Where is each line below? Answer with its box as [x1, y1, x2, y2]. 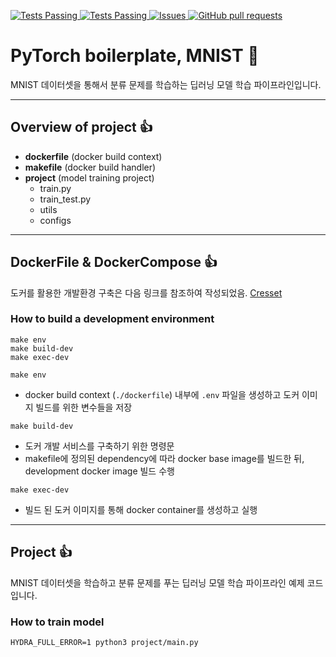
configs [39, 214, 72, 226]
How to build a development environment [10, 312, 215, 326]
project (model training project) [24, 171, 155, 184]
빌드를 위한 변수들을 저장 [35, 401, 133, 413]
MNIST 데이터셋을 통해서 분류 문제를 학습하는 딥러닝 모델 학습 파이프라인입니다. [10, 78, 322, 90]
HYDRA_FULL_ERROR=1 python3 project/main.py [10, 637, 199, 647]
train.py [39, 182, 72, 194]
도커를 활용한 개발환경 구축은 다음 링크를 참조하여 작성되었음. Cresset [10, 286, 283, 299]
